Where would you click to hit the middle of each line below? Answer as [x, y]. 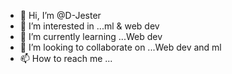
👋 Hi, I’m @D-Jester [60, 15]
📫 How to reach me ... [66, 58]
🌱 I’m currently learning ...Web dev [91, 36]
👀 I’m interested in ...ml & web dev [89, 26]
